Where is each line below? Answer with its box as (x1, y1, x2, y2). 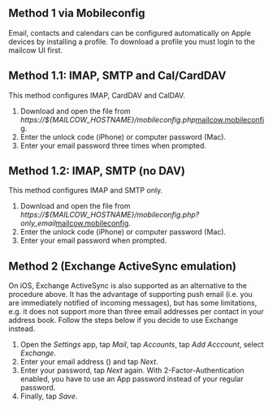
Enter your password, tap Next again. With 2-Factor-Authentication (19, 365, 245, 376)
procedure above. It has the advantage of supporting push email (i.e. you (8, 290, 253, 299)
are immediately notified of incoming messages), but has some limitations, (8, 298, 258, 308)
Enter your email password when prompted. (19, 235, 167, 246)
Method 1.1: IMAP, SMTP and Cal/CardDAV (8, 69, 227, 83)
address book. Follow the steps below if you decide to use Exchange (8, 316, 238, 325)
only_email (19, 218, 56, 228)
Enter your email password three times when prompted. (19, 140, 207, 150)
